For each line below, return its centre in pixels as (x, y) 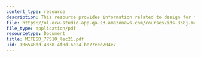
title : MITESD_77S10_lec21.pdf (45, 39)
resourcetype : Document (36, 34)
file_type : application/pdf (41, 28)
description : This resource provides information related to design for (99, 17)
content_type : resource (36, 12)
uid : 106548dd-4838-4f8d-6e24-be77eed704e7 (61, 45)
